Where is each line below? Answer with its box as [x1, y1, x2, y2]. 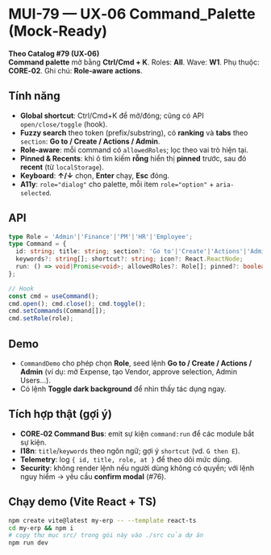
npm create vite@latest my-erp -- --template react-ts [8, 516, 197, 524]
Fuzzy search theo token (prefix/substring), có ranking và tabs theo [19, 127, 248, 137]
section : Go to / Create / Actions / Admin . [19, 136, 161, 146]
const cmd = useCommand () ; [8, 292, 99, 300]
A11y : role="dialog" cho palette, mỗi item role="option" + [19, 179, 215, 189]
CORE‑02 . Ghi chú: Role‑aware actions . [8, 65, 143, 75]
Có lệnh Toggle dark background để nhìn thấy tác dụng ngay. [19, 384, 227, 394]
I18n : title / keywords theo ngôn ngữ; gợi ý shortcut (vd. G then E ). [19, 445, 240, 456]
